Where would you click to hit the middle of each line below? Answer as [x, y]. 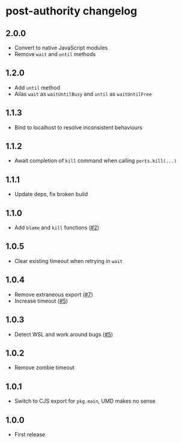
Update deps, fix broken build [51, 194]
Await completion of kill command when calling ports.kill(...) [96, 161]
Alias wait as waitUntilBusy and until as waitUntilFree [83, 94]
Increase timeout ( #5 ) [41, 301]
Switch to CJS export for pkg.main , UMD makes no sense [85, 401]
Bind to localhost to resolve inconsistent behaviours [78, 127]
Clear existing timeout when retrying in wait [68, 261]
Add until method [37, 87]
